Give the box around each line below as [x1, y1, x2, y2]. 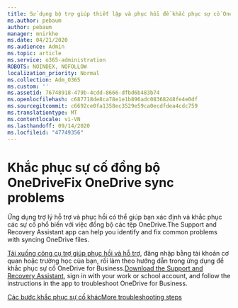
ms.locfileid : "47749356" [7, 129, 84, 136]
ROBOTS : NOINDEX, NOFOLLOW [7, 63, 87, 70]
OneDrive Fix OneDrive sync [7, 174, 174, 190]
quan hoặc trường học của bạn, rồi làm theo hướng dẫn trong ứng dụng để [7, 256, 225, 266]
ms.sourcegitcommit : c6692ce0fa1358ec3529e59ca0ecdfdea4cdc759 [7, 103, 198, 110]
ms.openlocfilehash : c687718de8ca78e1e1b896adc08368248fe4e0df [7, 96, 198, 103]
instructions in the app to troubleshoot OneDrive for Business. [7, 279, 188, 287]
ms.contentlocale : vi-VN [7, 115, 81, 122]
